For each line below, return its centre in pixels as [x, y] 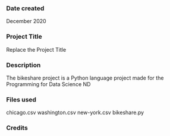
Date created [25, 8]
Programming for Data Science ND [48, 84]
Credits [17, 128]
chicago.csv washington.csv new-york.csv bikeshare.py [75, 113]
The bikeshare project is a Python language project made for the [85, 78]
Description [23, 65]
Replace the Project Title [36, 49]
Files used [21, 99]
